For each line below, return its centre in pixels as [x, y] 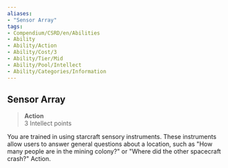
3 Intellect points [48, 123]
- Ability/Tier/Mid [35, 59]
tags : [15, 26]
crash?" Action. [29, 159]
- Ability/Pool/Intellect [44, 65]
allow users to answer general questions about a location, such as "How [110, 144]
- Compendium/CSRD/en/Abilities [54, 33]
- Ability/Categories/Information [57, 71]
